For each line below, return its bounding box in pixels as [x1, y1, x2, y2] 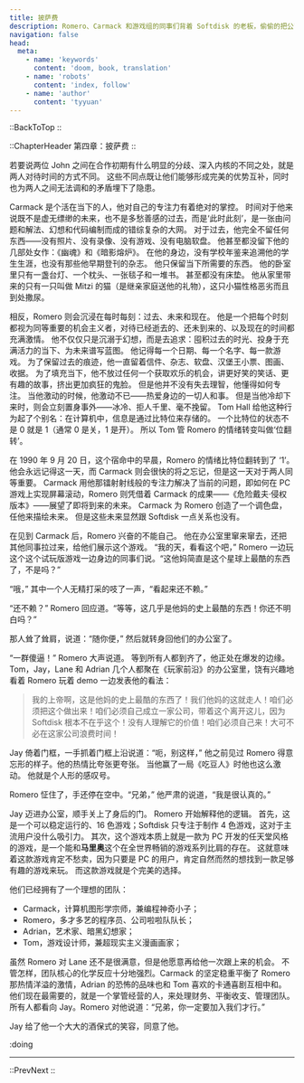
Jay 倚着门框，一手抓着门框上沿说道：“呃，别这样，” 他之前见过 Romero [9, 748, 276, 758]
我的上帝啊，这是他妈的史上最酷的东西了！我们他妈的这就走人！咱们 [31, 694, 286, 705]
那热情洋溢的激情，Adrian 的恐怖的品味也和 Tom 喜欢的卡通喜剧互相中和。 [9, 979, 287, 990]
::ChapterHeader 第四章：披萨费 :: [9, 141, 137, 152]
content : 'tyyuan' [33, 97, 103, 107]
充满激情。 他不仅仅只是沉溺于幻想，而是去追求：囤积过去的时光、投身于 [9, 334, 281, 344]
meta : [17, 47, 39, 56]
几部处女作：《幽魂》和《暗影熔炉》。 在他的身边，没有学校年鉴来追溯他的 [9, 247, 281, 258]
